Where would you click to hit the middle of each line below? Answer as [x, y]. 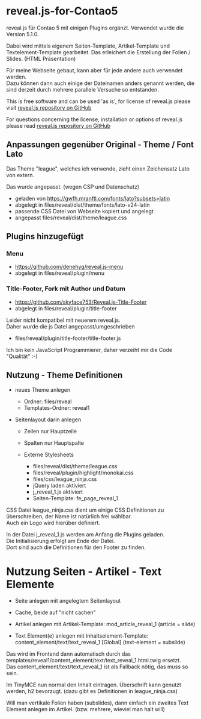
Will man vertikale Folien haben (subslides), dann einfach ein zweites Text [97, 703]
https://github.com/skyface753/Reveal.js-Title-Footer [81, 302]
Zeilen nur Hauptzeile [50, 431]
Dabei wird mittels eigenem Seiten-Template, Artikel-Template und [88, 46]
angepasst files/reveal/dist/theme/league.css [71, 218]
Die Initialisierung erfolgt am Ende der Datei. [61, 541]
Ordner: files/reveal [48, 401]
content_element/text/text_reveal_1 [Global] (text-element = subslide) [100, 642]
